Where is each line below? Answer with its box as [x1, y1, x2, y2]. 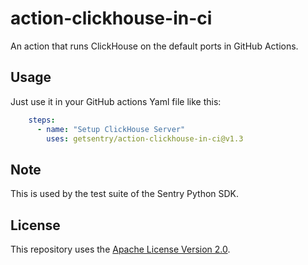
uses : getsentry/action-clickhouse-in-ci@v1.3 [46, 133, 244, 144]
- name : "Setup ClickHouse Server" [36, 124, 186, 134]
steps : [28, 115, 56, 125]
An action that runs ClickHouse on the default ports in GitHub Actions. [10, 40, 299, 52]
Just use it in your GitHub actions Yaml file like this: [10, 95, 222, 107]
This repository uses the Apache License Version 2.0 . [10, 243, 231, 255]
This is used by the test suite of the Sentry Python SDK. [10, 188, 240, 200]
